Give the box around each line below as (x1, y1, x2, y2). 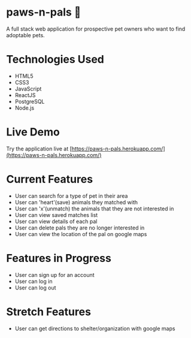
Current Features (6, 173, 93, 186)
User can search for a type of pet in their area (14, 192, 128, 200)
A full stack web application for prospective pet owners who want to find (6, 25, 186, 32)
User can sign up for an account (14, 271, 95, 278)
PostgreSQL (14, 98, 45, 105)
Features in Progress (6, 251, 112, 265)
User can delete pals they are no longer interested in (14, 224, 145, 231)
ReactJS (14, 91, 36, 98)
